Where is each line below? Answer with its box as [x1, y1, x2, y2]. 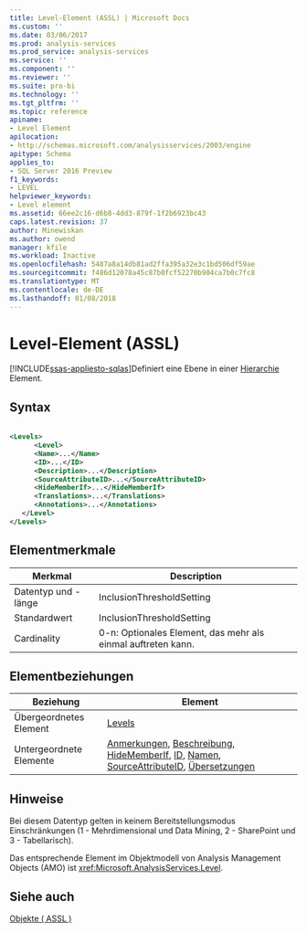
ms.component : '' [9, 65, 76, 74]
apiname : [9, 115, 43, 124]
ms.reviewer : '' [9, 73, 71, 82]
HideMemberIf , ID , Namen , [106, 748, 222, 761]
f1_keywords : [9, 175, 59, 184]
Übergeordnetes [14, 711, 85, 724]
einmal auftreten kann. [99, 637, 195, 650]
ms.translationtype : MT [9, 277, 101, 286]
